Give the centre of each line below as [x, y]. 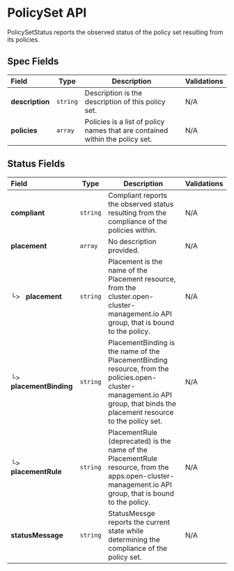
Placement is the [135, 261]
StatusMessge [131, 513]
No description [132, 241]
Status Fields [36, 164]
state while [126, 531]
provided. [123, 250]
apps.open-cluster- [141, 475]
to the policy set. [135, 421]
